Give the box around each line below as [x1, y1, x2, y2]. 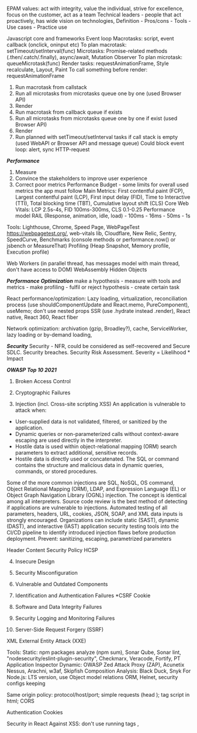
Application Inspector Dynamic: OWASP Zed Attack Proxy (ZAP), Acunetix [6, 662, 185, 668]
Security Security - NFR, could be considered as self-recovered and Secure [6, 343, 191, 349]
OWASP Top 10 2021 [6, 366, 57, 373]
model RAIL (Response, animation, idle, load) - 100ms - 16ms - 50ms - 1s [15, 212, 191, 219]
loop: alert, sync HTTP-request [15, 146, 90, 153]
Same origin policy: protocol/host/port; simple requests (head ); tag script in [6, 691, 190, 698]
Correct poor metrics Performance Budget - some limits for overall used [15, 181, 189, 188]
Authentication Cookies [6, 709, 63, 715]
